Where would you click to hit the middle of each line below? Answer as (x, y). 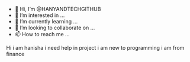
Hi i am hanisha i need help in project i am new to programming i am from (95, 48)
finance (15, 54)
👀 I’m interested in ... (40, 15)
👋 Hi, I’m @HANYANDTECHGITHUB (58, 9)
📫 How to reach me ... (42, 34)
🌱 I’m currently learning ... (46, 21)
